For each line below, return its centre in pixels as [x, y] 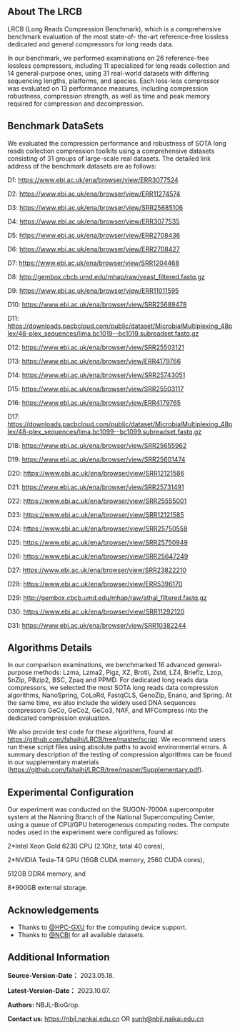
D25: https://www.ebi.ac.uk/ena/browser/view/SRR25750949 [97, 542]
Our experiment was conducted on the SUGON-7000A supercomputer [111, 809]
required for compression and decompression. [76, 104]
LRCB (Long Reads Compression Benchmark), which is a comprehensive [114, 29]
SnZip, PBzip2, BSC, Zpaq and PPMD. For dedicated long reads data [108, 680]
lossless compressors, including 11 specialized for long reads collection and [119, 65]
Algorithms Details [50, 648]
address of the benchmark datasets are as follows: [82, 166]
